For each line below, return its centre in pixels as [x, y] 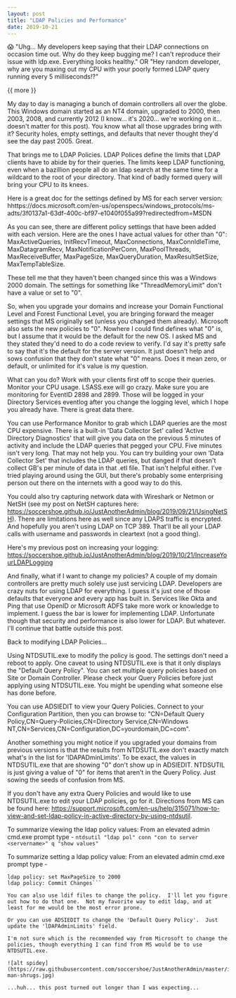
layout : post [26, 14]
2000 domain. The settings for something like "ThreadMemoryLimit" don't [114, 285]
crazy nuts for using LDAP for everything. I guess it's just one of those [109, 591]
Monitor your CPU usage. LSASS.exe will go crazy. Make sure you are [108, 387]
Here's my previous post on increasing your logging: [83, 547]
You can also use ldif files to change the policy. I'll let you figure [118, 896]
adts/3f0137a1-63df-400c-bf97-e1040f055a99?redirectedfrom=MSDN [110, 213]
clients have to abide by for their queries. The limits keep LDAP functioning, [116, 162]
